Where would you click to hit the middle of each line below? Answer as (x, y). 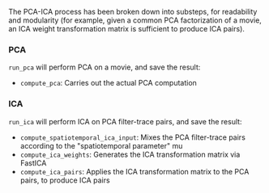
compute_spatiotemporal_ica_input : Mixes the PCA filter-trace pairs (132, 137)
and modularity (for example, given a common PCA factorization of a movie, (135, 20)
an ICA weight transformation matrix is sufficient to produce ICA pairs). (127, 29)
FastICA (33, 163)
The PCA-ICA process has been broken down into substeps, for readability (133, 12)
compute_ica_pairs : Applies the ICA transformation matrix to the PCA (134, 171)
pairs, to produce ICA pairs (65, 180)
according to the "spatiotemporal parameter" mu (101, 145)
